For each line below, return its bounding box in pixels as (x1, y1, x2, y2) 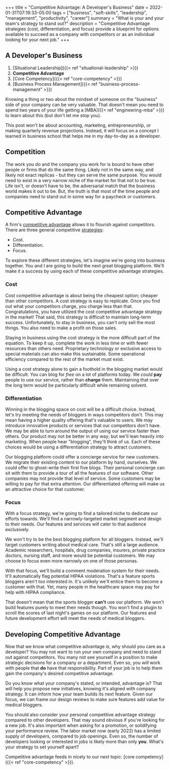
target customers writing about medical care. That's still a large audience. (5, 542, 159, 548)
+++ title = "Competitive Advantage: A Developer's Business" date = (5, 5, 149, 10)
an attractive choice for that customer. (5, 486, 85, 493)
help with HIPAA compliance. (5, 589, 66, 596)
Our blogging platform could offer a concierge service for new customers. (5, 454, 160, 460)
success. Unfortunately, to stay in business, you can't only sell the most (5, 319, 155, 325)
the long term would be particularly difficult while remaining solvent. (5, 382, 148, 388)
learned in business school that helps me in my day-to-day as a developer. (5, 133, 161, 139)
